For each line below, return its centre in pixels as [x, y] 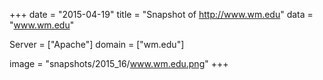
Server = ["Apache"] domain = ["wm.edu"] [97, 44]
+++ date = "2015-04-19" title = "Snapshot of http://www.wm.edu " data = [161, 14]
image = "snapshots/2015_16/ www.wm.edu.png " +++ [119, 63]
